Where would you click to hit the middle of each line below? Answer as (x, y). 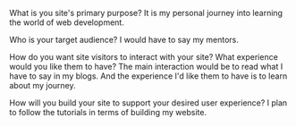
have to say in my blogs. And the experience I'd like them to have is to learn (148, 76)
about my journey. (42, 85)
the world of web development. (67, 22)
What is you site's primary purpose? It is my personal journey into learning (146, 13)
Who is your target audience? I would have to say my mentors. (124, 40)
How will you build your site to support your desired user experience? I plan (148, 103)
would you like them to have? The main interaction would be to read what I (146, 67)
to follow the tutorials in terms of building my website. (108, 112)
